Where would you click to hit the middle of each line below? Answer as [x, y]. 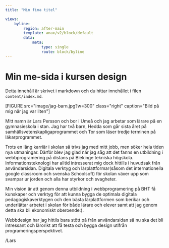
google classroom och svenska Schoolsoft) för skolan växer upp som [77, 173]
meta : [38, 43]
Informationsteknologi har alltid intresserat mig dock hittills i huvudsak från [83, 163]
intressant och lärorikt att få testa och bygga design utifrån [66, 225]
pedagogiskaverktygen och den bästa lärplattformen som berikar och [77, 199]
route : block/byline [63, 52]
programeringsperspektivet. [34, 230]
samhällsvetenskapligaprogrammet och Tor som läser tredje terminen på [81, 132]
